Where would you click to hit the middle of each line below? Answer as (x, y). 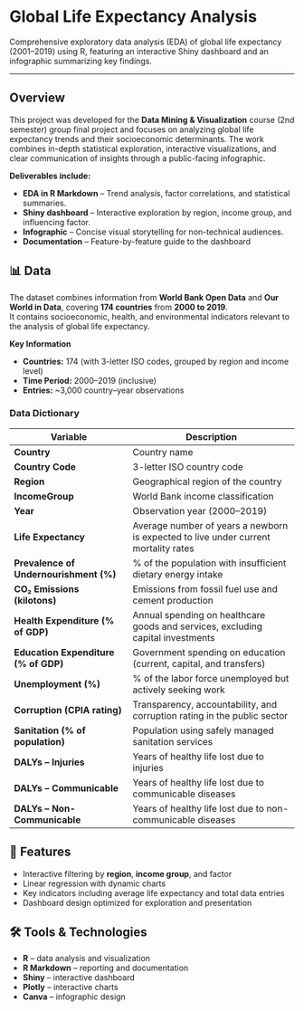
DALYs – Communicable (66, 787)
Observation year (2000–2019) (200, 510)
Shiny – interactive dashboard (79, 978)
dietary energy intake (178, 574)
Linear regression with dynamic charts (94, 883)
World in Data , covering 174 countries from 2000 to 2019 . (119, 307)
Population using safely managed (203, 730)
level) (33, 371)
